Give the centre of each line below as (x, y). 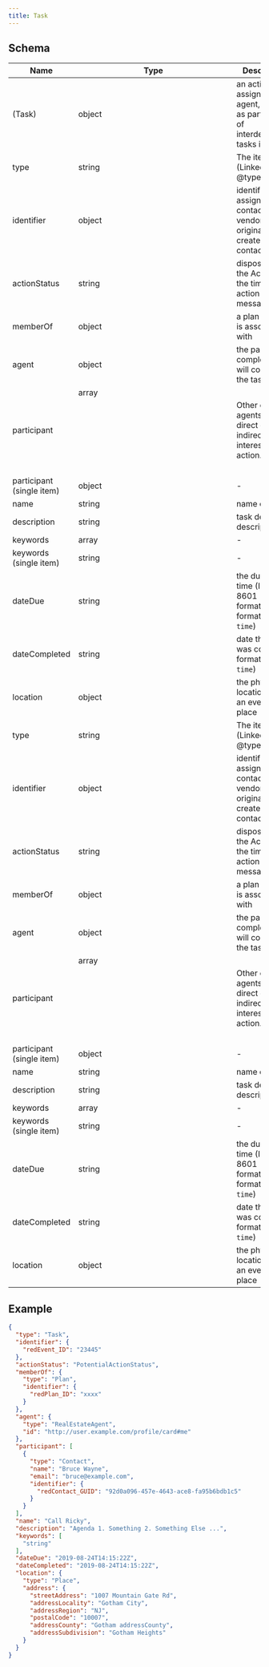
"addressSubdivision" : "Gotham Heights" (98, 1633)
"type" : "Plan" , (50, 1379)
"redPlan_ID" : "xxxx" (66, 1395)
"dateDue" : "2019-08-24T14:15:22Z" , (76, 1558)
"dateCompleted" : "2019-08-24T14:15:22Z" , (87, 1566)
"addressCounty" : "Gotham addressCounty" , (101, 1625)
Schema (29, 48)
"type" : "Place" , (52, 1580)
